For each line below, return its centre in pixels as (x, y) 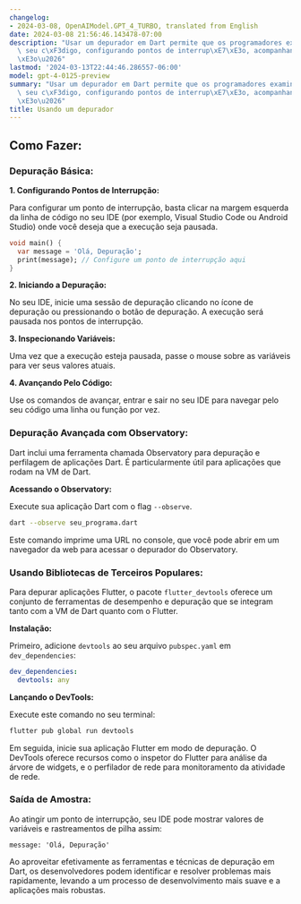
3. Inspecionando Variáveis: (62, 339)
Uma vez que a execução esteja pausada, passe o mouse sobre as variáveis (150, 356)
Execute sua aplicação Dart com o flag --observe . (101, 506)
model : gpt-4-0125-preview (60, 76)
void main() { (36, 243)
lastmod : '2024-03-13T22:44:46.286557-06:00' (95, 68)
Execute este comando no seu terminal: (82, 714)
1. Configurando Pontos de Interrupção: (84, 190)
